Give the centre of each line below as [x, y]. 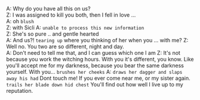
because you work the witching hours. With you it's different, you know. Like [100, 59]
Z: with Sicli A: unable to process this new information [75, 27]
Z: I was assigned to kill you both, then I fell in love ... [71, 15]
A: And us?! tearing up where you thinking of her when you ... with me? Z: [97, 40]
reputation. [20, 91]
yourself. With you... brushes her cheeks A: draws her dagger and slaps [94, 72]
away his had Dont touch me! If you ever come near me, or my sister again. [99, 78]
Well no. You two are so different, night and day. [65, 46]
